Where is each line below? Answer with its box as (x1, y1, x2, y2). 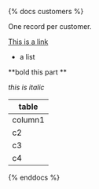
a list (19, 53, 35, 61)
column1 (12, 114, 45, 125)
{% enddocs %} (8, 173, 60, 182)
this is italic (8, 82, 45, 92)
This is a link (8, 37, 49, 46)
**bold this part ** (8, 67, 68, 77)
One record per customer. (8, 22, 92, 31)
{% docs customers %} (8, 7, 84, 16)
